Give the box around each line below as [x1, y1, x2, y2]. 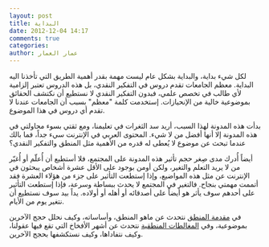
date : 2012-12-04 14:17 [9, 27, 89, 35]
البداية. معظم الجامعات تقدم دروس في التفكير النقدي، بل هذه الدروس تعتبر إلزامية [9, 80, 254, 89]
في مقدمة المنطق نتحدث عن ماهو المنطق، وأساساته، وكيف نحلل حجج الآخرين [9, 212, 242, 221]
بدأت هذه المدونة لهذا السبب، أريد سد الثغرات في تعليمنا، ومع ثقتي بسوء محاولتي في [9, 121, 262, 130]
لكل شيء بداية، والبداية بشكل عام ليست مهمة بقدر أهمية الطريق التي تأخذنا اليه [9, 72, 247, 80]
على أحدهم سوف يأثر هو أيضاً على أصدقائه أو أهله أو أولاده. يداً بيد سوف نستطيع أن [9, 188, 255, 197]
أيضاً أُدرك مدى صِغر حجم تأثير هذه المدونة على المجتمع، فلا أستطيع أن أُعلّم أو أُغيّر [9, 154, 254, 163]
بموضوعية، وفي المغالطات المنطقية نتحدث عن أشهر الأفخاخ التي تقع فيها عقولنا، [9, 220, 248, 230]
